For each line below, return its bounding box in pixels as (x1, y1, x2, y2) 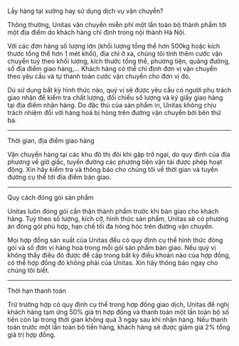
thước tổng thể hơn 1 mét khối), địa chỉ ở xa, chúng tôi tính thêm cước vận (7, 50, 223, 58)
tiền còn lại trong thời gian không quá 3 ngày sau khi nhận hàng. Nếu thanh (7, 315, 228, 323)
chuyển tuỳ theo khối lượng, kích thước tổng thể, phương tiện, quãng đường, (7, 57, 230, 65)
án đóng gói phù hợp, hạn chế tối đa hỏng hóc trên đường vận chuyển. (7, 222, 215, 230)
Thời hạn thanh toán (7, 286, 66, 295)
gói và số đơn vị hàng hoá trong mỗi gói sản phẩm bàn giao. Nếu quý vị (7, 244, 216, 252)
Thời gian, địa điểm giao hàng (7, 136, 95, 145)
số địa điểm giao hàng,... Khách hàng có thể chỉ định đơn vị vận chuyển (7, 65, 218, 72)
